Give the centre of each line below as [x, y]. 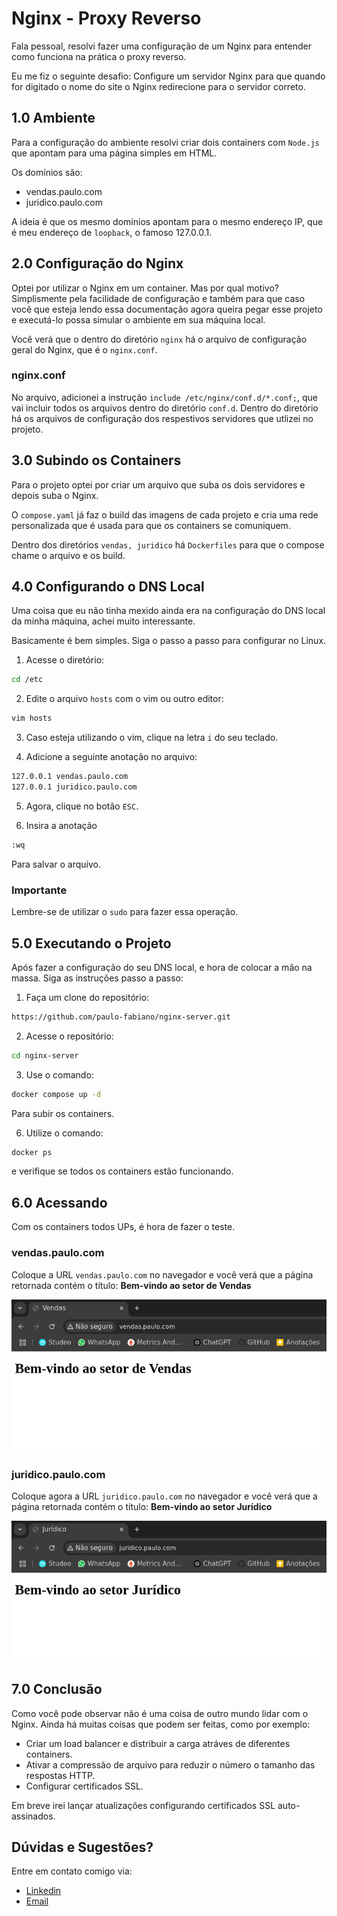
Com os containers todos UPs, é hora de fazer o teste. [123, 1227]
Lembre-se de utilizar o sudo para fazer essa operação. [125, 912]
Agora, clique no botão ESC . [82, 806]
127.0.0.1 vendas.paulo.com [70, 777]
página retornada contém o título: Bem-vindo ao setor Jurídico [142, 1506]
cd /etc [27, 680]
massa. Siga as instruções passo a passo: [97, 978]
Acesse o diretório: [65, 660]
